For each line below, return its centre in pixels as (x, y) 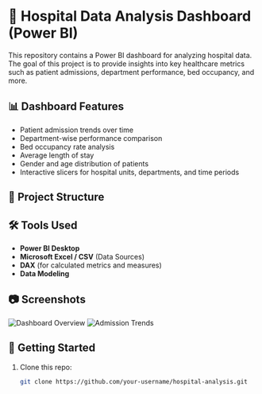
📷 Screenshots (47, 300)
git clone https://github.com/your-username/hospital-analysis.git (133, 381)
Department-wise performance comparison (91, 138)
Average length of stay (57, 155)
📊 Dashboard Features (66, 107)
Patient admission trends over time (76, 130)
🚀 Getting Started (52, 348)
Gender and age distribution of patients (84, 163)
